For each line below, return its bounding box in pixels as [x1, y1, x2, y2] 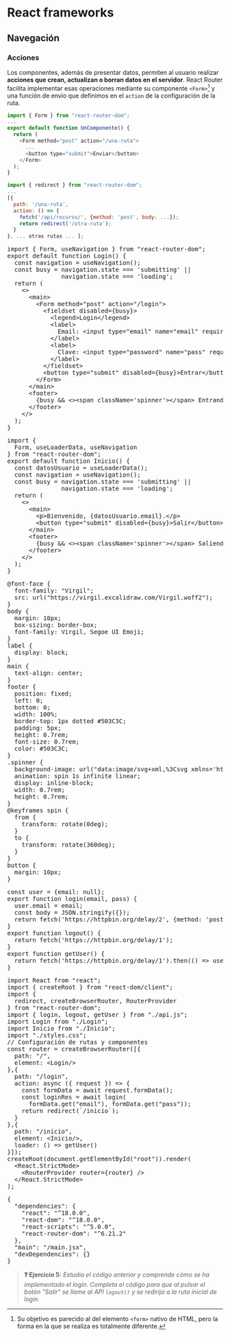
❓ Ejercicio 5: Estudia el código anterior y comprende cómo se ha [23, 1270, 210, 1279]
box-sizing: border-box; [14, 621, 98, 629]
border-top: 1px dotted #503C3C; [14, 718, 127, 725]
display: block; [14, 649, 69, 656]
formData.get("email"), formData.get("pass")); [28, 1100, 192, 1108]
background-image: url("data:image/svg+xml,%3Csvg [14, 766, 188, 773]
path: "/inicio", [14, 1128, 73, 1136]
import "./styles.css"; [7, 1031, 87, 1040]
